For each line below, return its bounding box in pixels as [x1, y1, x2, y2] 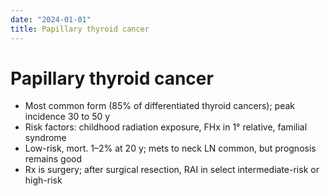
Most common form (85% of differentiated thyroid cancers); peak [24, 100, 295, 112]
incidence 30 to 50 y [24, 111, 111, 123]
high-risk [24, 174, 63, 186]
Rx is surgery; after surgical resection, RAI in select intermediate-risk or [24, 164, 320, 176]
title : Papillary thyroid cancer [10, 24, 150, 34]
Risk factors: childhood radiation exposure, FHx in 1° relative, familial [24, 121, 308, 133]
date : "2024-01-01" [10, 14, 92, 25]
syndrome [24, 132, 67, 144]
